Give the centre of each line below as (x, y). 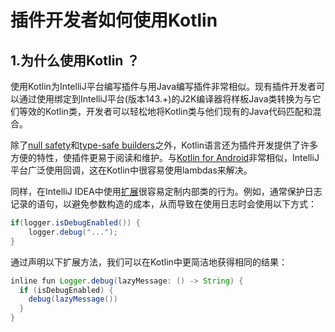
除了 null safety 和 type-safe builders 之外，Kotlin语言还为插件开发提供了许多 (164, 145)
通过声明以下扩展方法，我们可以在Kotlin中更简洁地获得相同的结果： (149, 262)
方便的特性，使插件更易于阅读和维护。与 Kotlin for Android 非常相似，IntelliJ (165, 157)
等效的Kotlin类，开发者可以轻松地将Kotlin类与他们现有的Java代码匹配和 (165, 111)
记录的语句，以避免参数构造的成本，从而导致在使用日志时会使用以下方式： (163, 204)
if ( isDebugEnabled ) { (66, 290)
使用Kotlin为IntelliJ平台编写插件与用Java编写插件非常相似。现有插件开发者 (163, 86)
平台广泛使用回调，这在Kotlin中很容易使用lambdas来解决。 (131, 170)
